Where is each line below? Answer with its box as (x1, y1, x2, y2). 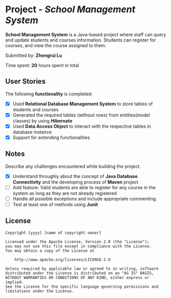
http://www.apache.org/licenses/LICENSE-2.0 (14, 257, 111, 262)
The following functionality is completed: (5, 91, 93, 97)
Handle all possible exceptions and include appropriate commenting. (12, 195, 157, 202)
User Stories (5, 77, 46, 86)
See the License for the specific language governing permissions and (5, 284, 159, 289)
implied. (5, 280, 24, 285)
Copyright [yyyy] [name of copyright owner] (5, 230, 102, 235)
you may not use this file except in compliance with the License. (5, 244, 152, 249)
